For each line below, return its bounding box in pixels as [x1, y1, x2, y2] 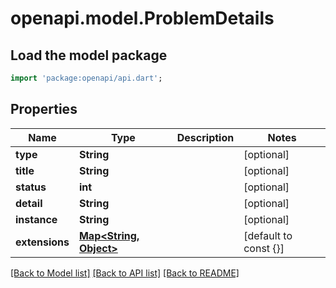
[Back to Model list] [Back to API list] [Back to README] [10, 267, 240, 279]
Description [176, 130, 235, 144]
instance [15, 212, 58, 226]
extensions [15, 235, 70, 249]
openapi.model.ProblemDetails [10, 7, 275, 30]
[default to [243, 228, 293, 242]
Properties [10, 101, 78, 118]
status [15, 180, 47, 194]
